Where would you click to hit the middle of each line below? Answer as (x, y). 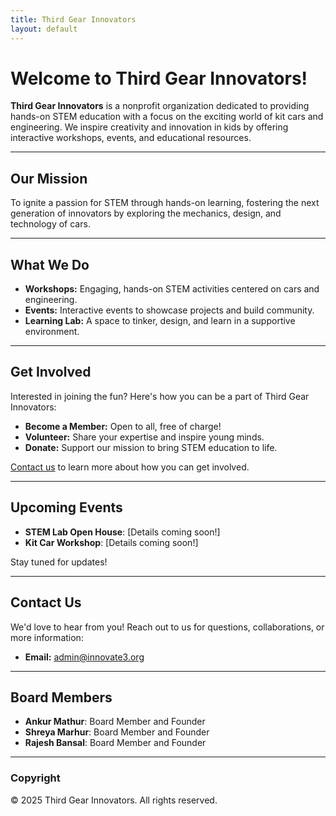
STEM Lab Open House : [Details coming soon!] (122, 532)
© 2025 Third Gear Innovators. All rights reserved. (114, 800)
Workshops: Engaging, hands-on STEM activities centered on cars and (172, 289)
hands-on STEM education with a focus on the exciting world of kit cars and (167, 117)
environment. (52, 332)
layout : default (44, 29)
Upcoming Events (66, 507)
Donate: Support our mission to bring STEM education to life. (151, 447)
